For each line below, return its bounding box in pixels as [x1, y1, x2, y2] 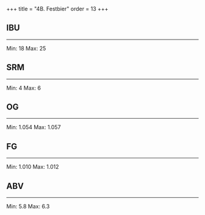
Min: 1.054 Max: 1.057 [6, 124, 61, 131]
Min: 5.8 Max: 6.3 [6, 203, 50, 210]
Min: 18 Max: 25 [6, 44, 46, 52]
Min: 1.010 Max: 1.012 [6, 163, 59, 171]
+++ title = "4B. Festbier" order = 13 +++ [6, 5, 109, 12]
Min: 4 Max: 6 [6, 84, 41, 91]
